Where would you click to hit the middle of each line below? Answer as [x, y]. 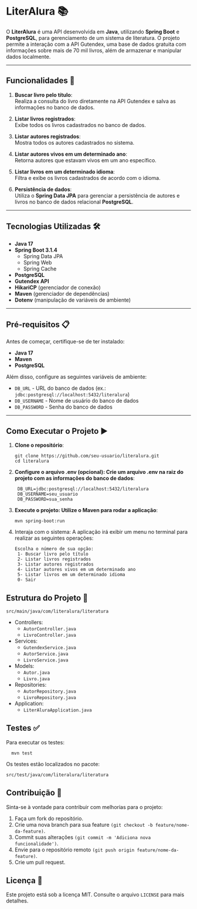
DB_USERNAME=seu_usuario [47, 494]
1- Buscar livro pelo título [53, 554]
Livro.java [37, 679]
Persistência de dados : [43, 189]
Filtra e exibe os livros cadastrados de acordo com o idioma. [88, 178]
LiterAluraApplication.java [57, 710]
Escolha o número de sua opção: [54, 549]
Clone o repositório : [39, 445]
